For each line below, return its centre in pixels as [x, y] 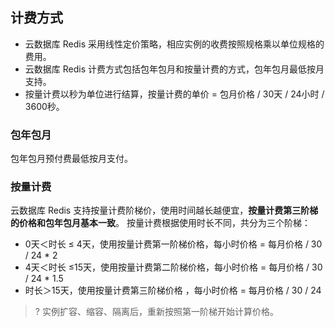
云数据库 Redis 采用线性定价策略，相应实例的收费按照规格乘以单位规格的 [174, 44]
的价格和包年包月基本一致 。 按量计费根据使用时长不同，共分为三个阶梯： [160, 223]
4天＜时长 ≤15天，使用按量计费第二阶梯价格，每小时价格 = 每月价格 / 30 [173, 267]
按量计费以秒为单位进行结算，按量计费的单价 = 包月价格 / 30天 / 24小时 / [174, 94]
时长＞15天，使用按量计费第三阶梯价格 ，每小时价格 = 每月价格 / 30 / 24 [173, 290]
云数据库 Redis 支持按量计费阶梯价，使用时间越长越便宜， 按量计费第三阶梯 [164, 210]
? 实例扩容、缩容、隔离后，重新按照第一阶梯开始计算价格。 [156, 312]
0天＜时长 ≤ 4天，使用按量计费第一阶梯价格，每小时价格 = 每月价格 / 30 [173, 244]
